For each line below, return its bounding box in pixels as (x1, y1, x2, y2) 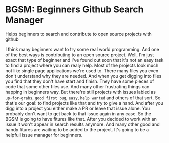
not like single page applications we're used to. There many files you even (5, 67, 159, 74)
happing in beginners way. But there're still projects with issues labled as (5, 89, 156, 95)
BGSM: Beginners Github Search (5, 4, 144, 15)
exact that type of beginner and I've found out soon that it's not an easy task (5, 57, 164, 63)
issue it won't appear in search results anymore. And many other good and (5, 121, 160, 127)
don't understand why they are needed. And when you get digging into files (5, 73, 162, 79)
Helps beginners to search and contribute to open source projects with (5, 31, 152, 37)
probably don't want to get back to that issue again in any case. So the (5, 110, 152, 117)
